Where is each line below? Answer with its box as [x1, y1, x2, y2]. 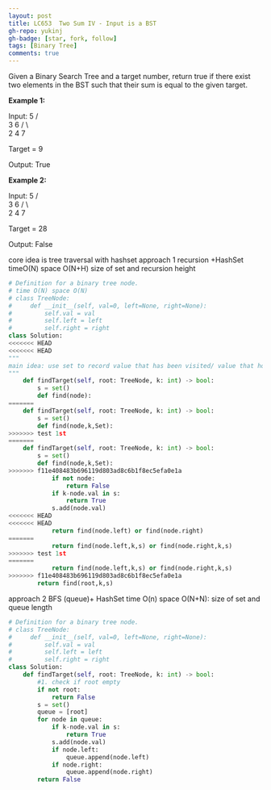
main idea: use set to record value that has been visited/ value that [8, 362, 254, 370]
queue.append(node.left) [65, 753, 150, 761]
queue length [8, 602, 52, 612]
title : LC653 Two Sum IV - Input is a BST [8, 19, 157, 27]
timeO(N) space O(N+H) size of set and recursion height [8, 264, 196, 273]
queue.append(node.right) [65, 768, 153, 776]
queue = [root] [37, 708, 89, 717]
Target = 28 [8, 224, 48, 233]
